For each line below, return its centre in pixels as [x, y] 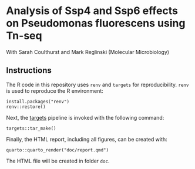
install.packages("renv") [38, 102]
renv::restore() [26, 107]
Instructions [29, 71]
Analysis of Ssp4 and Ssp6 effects [92, 11]
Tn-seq [24, 36]
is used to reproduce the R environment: [55, 91]
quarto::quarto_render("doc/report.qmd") [58, 150]
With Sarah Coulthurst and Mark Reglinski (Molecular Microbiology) [88, 52]
